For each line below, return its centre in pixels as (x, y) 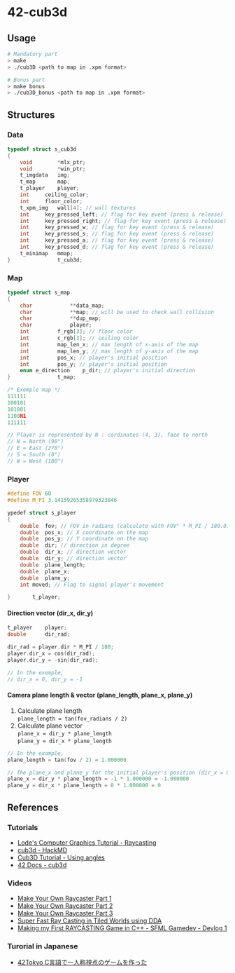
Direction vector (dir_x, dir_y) (50, 613)
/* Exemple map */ (34, 390)
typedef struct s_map (39, 292)
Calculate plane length (50, 710)
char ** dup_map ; (60, 319)
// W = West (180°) (36, 461)
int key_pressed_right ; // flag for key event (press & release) (123, 221)
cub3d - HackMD (42, 850)
